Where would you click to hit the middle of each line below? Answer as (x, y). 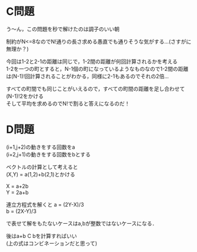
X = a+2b (17, 186)
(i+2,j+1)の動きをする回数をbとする (49, 154)
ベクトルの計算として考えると (42, 167)
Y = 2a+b (17, 192)
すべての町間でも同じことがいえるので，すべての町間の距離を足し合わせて (96, 89)
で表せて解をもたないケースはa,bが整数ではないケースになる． (82, 223)
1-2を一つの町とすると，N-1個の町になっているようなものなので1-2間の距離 (97, 68)
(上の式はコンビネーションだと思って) (52, 243)
